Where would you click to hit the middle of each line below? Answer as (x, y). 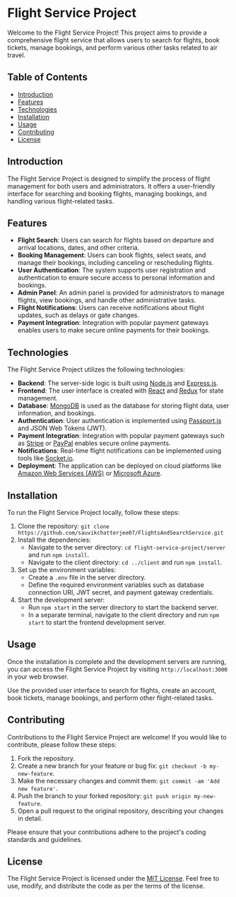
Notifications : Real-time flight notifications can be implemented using (119, 451)
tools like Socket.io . (46, 458)
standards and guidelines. (45, 839)
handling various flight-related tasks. (61, 201)
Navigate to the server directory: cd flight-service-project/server (127, 547)
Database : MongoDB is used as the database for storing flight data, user (123, 406)
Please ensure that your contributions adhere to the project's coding (107, 832)
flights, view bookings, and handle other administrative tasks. (107, 300)
